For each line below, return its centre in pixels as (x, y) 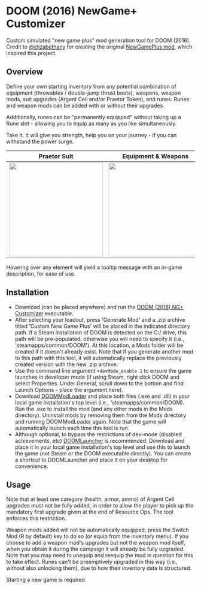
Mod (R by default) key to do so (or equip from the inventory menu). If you (98, 536)
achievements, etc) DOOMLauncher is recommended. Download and (100, 440)
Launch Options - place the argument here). (69, 389)
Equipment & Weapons (156, 156)
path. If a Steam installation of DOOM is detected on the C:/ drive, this (101, 332)
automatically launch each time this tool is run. (72, 428)
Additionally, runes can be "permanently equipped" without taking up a (94, 117)
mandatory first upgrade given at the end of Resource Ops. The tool (90, 512)
